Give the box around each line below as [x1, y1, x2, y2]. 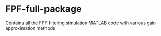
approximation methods [5, 25, 55, 31]
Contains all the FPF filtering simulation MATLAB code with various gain [5, 20, 156, 26]
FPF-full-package [5, 3, 82, 15]
